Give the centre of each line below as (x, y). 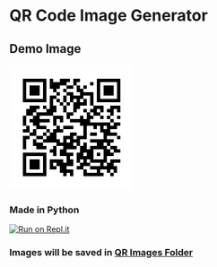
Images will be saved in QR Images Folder (101, 253)
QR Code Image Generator (108, 16)
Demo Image (45, 49)
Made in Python (44, 210)
